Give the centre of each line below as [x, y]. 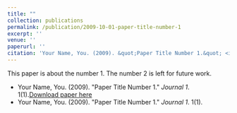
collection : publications [45, 20]
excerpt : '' [25, 34]
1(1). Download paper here [55, 94]
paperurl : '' [26, 47]
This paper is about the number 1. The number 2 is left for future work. [110, 73]
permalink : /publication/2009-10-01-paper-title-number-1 [94, 27]
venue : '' [22, 40]
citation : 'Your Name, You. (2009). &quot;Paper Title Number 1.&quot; [115, 54]
